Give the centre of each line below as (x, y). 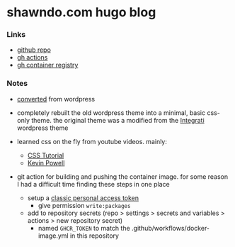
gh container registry (47, 65)
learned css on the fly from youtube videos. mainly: (92, 141)
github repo (34, 50)
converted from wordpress (56, 99)
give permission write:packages (84, 205)
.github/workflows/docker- (171, 228)
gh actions (32, 57)
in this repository (94, 236)
